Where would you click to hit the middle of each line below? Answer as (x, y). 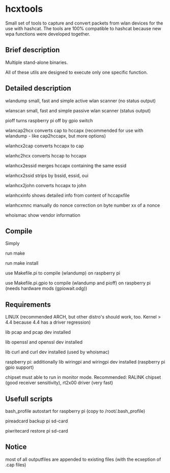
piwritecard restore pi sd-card (37, 431)
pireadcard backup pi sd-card (37, 421)
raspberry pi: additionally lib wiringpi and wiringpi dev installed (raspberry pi (85, 362)
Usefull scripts (29, 399)
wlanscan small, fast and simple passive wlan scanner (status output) (78, 110)
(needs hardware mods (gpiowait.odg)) (46, 288)
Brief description (33, 50)
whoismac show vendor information (43, 215)
